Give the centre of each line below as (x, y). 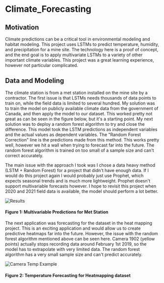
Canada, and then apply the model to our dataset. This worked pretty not (79, 113)
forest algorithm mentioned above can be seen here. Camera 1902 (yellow (80, 239)
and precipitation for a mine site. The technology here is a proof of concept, (82, 50)
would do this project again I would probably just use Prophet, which (74, 176)
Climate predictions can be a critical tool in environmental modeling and (78, 39)
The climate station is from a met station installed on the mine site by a (76, 93)
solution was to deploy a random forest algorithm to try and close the (75, 124)
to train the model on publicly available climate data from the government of (82, 108)
